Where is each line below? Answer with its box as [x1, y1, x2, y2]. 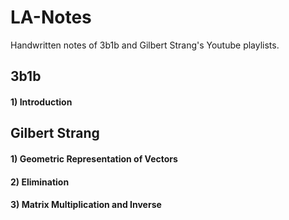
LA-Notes [10, 6, 92, 29]
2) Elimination [10, 176, 70, 188]
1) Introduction [10, 96, 73, 108]
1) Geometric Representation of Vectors [10, 152, 178, 165]
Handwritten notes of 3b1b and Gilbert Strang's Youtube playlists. [10, 39, 280, 51]
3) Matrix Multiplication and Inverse [10, 199, 162, 211]
